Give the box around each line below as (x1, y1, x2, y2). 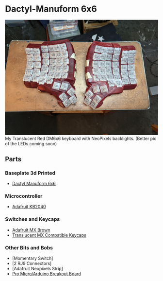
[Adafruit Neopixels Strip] (12, 265, 63, 271)
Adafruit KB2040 (12, 204, 46, 210)
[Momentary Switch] (12, 255, 53, 261)
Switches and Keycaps (5, 216, 60, 223)
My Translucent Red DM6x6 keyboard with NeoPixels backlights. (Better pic (5, 136, 157, 141)
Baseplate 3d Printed (5, 169, 56, 176)
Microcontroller (5, 193, 43, 200)
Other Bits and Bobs (5, 244, 53, 251)
